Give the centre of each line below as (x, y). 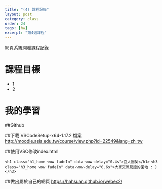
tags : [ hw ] (16, 28)
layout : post (19, 14)
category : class (22, 19)
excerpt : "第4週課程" (26, 33)
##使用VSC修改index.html (32, 151)
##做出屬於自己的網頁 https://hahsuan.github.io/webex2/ (64, 181)
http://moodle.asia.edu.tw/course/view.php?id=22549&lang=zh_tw (74, 141)
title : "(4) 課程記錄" (27, 10)
